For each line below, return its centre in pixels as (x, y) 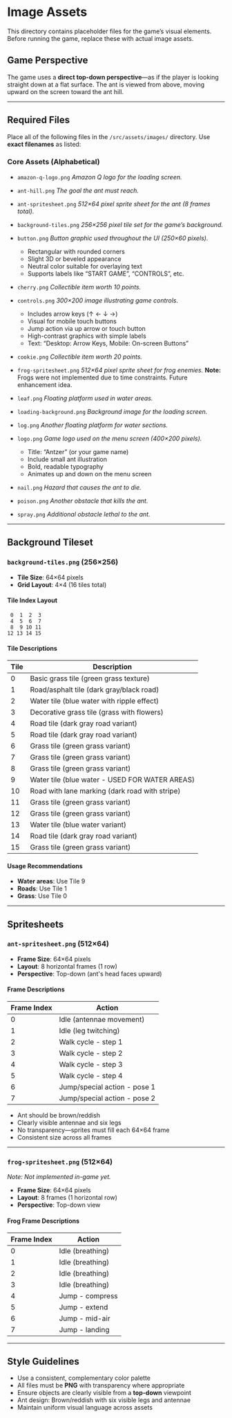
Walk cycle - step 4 (91, 1076)
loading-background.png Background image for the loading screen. (112, 411)
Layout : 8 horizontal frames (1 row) (67, 966)
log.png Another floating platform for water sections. (92, 425)
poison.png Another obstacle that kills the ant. (83, 501)
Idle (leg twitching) (89, 1031)
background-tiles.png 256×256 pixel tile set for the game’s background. (120, 224)
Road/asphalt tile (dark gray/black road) (95, 690)
